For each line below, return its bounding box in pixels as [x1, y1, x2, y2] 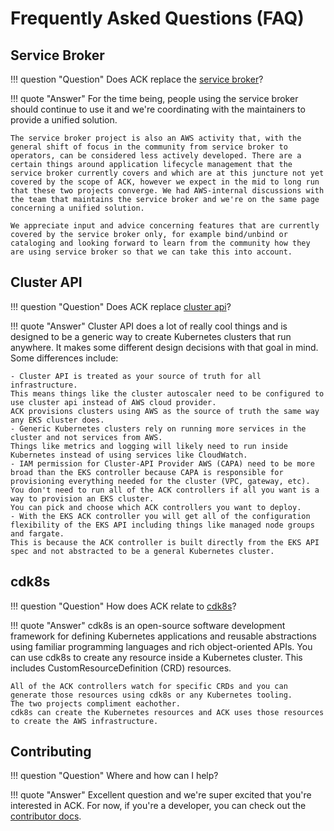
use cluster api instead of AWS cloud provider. [10, 397, 217, 407]
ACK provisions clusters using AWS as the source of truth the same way [10, 406, 320, 416]
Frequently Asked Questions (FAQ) [10, 7, 305, 30]
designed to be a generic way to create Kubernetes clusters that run [10, 330, 292, 342]
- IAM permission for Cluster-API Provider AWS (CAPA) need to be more [10, 458, 315, 469]
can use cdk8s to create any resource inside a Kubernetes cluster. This [10, 651, 303, 663]
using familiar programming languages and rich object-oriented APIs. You [10, 640, 313, 652]
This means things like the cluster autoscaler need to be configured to [10, 388, 325, 399]
